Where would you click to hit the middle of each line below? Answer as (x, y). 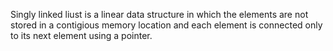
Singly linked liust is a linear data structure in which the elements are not (159, 14)
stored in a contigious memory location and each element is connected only (166, 25)
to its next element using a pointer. (81, 35)
